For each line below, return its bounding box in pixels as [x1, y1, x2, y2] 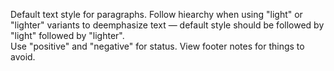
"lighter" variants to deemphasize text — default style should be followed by [10, 19, 325, 31]
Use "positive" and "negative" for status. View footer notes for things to [10, 40, 305, 52]
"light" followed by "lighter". [10, 30, 125, 41]
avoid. [10, 51, 36, 63]
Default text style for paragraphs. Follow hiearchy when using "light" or [10, 9, 303, 20]
